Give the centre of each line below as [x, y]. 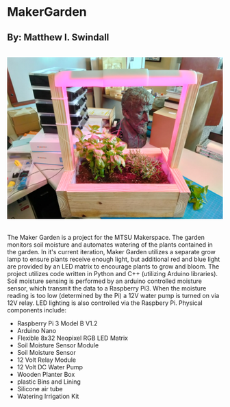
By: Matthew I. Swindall [58, 37]
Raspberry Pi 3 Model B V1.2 [57, 323]
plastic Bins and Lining [49, 382]
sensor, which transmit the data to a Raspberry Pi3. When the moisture [107, 288]
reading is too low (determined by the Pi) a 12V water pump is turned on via [113, 296]
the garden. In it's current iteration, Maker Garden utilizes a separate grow [111, 252]
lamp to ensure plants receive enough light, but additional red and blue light [114, 259]
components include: [37, 310]
